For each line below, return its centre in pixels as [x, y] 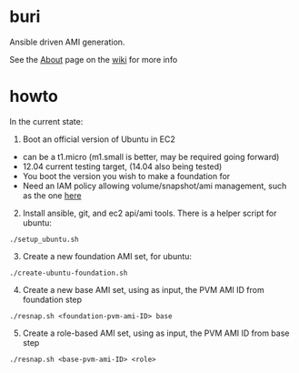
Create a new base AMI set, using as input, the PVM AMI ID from [144, 289]
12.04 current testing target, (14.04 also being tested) [122, 166]
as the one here [52, 195]
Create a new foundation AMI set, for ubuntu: [107, 256]
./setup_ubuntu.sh [44, 239]
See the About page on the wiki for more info [94, 59]
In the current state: [46, 121]
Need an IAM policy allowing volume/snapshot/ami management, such [154, 186]
